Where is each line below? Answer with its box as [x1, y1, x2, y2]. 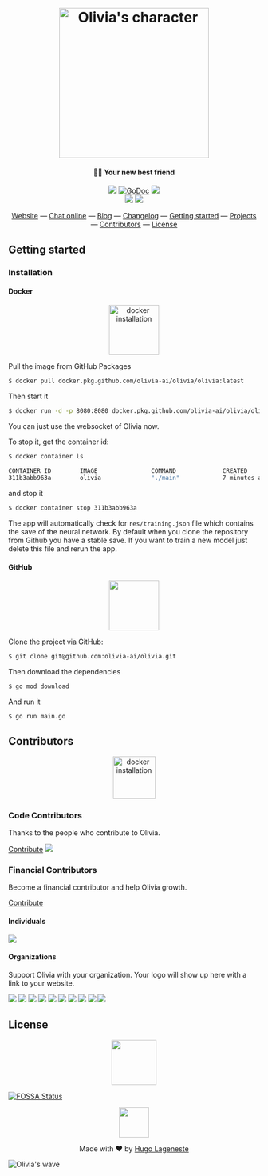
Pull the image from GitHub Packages [8, 361, 132, 370]
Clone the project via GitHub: [8, 637, 104, 646]
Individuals [8, 916, 46, 926]
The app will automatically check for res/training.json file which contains [8, 518, 254, 528]
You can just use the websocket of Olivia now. [8, 421, 160, 430]
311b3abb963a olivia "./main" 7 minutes [8, 474, 255, 482]
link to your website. [8, 978, 75, 988]
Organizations [8, 952, 57, 962]
